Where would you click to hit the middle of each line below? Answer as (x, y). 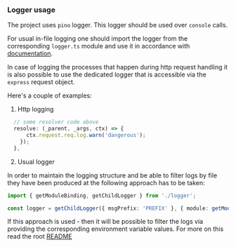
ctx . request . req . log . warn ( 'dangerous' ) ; (86, 135)
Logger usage (32, 10)
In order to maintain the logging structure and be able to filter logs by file (112, 175)
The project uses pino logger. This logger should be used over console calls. (118, 25)
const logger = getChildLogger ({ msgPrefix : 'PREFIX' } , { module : (108, 208)
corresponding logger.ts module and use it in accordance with (99, 46)
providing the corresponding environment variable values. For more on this (116, 229)
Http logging (35, 109)
